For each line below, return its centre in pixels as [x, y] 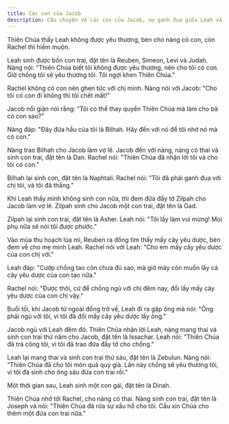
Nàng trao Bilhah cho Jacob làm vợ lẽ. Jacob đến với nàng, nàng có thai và [113, 150]
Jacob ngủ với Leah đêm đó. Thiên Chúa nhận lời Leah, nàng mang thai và [112, 329]
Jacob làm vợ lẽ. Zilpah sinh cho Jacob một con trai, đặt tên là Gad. [102, 205]
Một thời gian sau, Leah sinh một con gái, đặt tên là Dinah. [89, 385]
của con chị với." [31, 254]
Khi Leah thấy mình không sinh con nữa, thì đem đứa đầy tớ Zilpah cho [107, 198]
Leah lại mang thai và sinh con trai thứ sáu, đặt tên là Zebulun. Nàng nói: [109, 357]
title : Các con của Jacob [44, 13]
